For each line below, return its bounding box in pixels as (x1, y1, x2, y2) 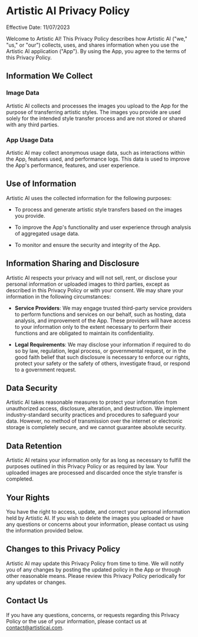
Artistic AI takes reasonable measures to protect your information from (6, 398, 178, 406)
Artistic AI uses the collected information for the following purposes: (6, 194, 172, 201)
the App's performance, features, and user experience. (6, 161, 140, 169)
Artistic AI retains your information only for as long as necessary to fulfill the (6, 456, 191, 464)
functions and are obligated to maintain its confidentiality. (14, 329, 154, 337)
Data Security (6, 383, 58, 393)
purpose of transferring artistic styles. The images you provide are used (6, 108, 181, 116)
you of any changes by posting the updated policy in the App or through (6, 566, 181, 573)
